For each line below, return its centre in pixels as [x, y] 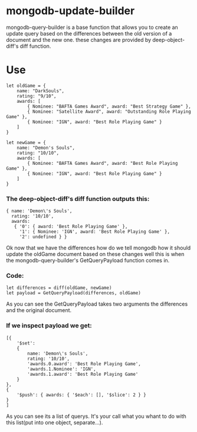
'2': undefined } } [43, 237]
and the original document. [39, 310]
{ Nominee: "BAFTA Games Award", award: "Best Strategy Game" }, [109, 106]
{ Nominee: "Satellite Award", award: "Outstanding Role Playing [109, 111]
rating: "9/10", [37, 96]
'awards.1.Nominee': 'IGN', [62, 369]
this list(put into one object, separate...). [55, 422]
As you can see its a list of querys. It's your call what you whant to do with [96, 416]
